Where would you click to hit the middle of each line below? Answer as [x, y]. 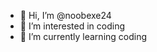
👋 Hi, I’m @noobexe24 [65, 15]
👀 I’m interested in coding [72, 26]
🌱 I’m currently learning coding [83, 36]
